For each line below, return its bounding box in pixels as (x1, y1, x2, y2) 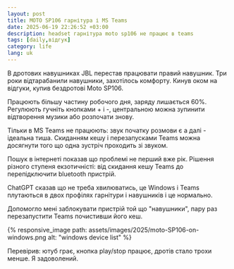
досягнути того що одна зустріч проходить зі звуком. (7, 141, 168, 149)
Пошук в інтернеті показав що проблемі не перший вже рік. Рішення (7, 154, 214, 163)
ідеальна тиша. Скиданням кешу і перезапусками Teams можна (7, 133, 201, 142)
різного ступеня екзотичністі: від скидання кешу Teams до (7, 162, 184, 170)
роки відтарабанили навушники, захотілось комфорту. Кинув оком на (7, 76, 218, 85)
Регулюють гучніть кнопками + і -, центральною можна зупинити (7, 105, 205, 113)
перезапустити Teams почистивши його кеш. (7, 212, 143, 220)
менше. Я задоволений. (7, 254, 79, 263)
